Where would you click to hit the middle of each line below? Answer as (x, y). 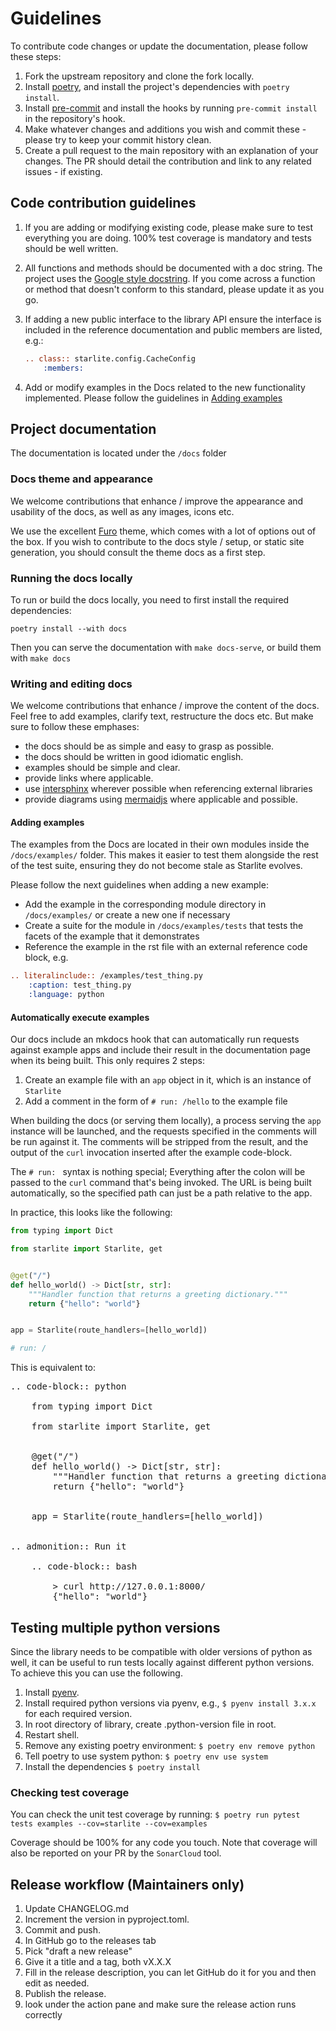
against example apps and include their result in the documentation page (161, 1050)
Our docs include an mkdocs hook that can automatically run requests (155, 1039)
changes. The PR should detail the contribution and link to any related (168, 161)
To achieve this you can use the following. (96, 1673)
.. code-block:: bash (84, 1566)
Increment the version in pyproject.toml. (107, 1919)
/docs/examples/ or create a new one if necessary (127, 915)
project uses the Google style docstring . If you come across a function (170, 278)
